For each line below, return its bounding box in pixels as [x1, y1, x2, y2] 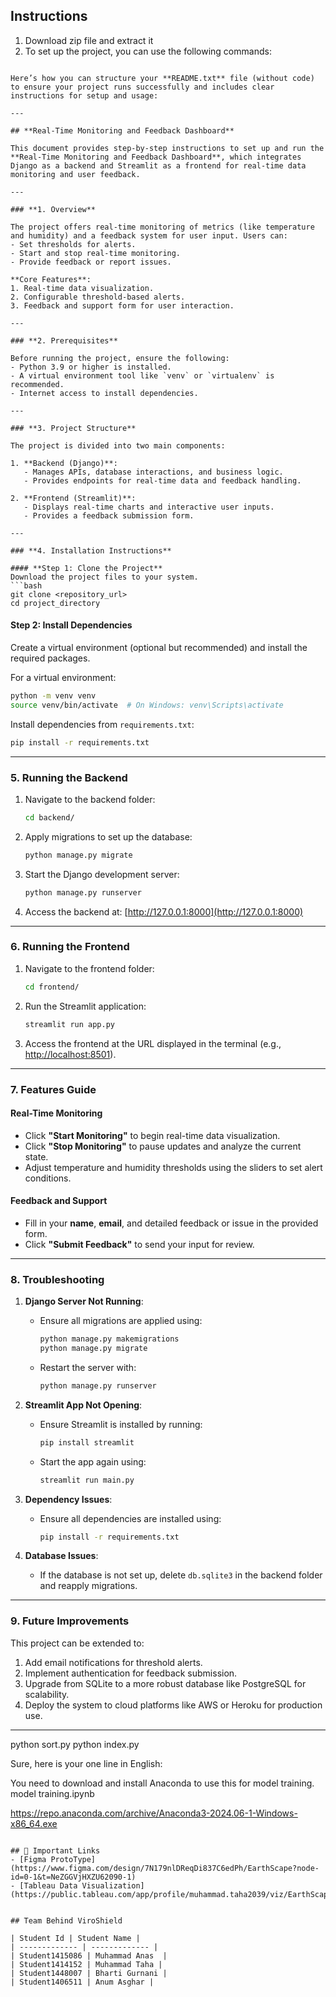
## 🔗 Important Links [10, 1845, 101, 1856]
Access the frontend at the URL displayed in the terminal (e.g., [24, 1037, 282, 1049]
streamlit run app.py [24, 1019, 115, 1029]
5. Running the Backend [10, 770, 128, 784]
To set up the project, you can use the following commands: [24, 45, 272, 57]
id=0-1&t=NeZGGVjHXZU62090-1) [10, 1872, 137, 1882]
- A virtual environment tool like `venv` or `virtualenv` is [10, 370, 275, 381]
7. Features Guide [10, 1082, 97, 1096]
